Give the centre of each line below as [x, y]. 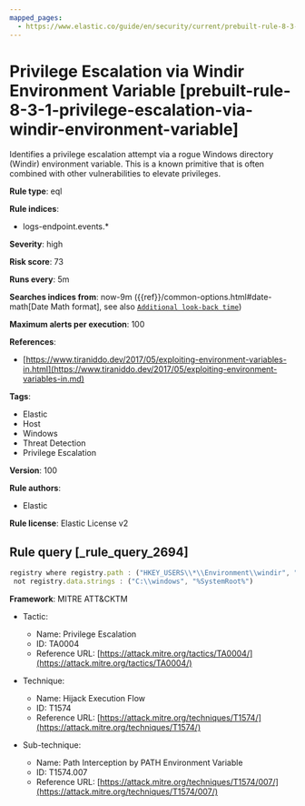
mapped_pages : [36, 18]
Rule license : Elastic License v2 [69, 523]
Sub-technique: [52, 745]
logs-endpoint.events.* [66, 227]
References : [33, 342]
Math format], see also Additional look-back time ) [146, 307]
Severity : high [36, 244]
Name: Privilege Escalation [86, 634]
